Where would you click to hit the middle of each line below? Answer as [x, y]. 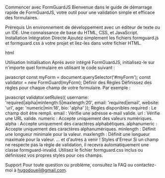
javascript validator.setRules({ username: [47, 97]
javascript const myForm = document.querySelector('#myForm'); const [78, 77]
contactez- [145, 165]
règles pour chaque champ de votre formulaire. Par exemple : [68, 88]
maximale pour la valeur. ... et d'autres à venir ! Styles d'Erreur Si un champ [82, 139]
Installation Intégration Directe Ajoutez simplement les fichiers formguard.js [82, 38]
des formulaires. [22, 18]
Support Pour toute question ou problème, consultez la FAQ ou [69, 165]
